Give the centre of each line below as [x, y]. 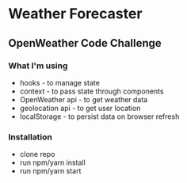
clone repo [37, 154]
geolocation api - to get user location [80, 108]
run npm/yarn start [50, 171]
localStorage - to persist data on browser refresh [99, 116]
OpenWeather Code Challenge [85, 43]
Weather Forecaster [75, 14]
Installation [31, 137]
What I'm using [38, 66]
